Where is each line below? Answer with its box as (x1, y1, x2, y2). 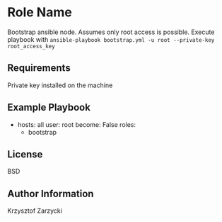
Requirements (7, 62, 71, 74)
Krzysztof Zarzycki (7, 206, 62, 215)
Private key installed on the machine (7, 81, 113, 89)
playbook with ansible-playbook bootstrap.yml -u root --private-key (7, 35, 215, 43)
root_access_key (7, 43, 55, 50)
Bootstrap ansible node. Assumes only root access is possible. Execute (7, 28, 215, 36)
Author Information (7, 187, 94, 199)
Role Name (7, 4, 72, 21)
